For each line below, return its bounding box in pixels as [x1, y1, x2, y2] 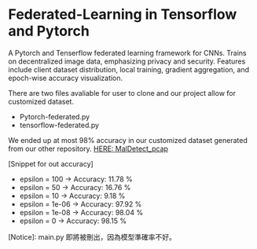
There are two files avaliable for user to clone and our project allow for [8, 88, 236, 97]
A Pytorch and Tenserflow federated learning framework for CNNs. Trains [8, 48, 247, 57]
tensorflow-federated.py [19, 120, 100, 130]
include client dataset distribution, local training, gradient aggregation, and [8, 64, 250, 74]
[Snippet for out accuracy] [8, 159, 94, 168]
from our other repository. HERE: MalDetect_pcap [8, 144, 169, 153]
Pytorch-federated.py [19, 112, 90, 121]
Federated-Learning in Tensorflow [8, 5, 237, 24]
